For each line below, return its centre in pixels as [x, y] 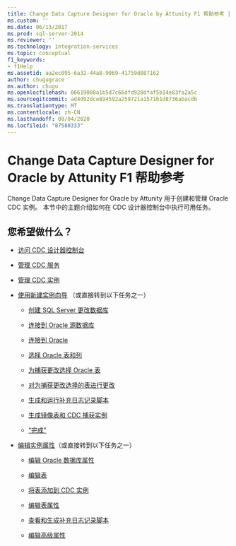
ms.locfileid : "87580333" [45, 125]
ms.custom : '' [28, 20]
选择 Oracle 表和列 [55, 355]
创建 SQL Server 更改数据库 [68, 310]
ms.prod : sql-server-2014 [45, 34]
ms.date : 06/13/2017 [38, 27]
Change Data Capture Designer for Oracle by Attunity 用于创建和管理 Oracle [118, 198]
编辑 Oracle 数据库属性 [61, 461]
